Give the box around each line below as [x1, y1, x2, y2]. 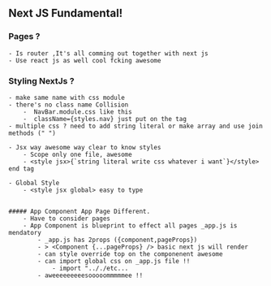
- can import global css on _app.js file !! [37, 257, 191, 265]
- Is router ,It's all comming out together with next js [8, 49, 209, 58]
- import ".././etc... [51, 264, 129, 272]
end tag [8, 164, 35, 173]
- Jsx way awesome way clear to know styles [8, 143, 161, 151]
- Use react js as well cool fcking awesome [8, 56, 161, 64]
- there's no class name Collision [8, 101, 129, 109]
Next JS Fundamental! [8, 6, 123, 20]
